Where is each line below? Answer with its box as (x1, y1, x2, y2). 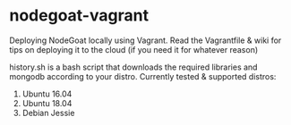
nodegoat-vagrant (9, 5, 150, 26)
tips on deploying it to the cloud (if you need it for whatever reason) (9, 44, 259, 54)
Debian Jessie (21, 107, 75, 118)
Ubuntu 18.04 (21, 97, 73, 108)
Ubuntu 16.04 (21, 88, 73, 99)
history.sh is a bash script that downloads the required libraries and (9, 62, 258, 72)
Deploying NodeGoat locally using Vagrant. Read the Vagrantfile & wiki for (9, 35, 282, 46)
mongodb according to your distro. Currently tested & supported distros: (9, 71, 277, 81)
